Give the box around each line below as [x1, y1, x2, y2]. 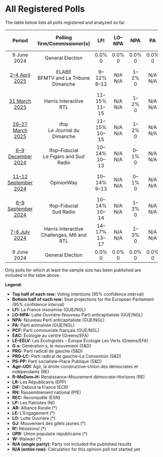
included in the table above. [5, 272, 61, 278]
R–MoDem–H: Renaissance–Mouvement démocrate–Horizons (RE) [12, 374, 145, 380]
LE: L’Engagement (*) [12, 410, 55, 416]
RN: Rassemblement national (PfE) [12, 389, 81, 395]
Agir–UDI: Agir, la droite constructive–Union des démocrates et [12, 364, 138, 369]
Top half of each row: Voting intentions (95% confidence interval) [12, 291, 144, 297]
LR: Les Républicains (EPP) [12, 379, 66, 385]
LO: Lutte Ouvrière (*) [12, 415, 56, 421]
